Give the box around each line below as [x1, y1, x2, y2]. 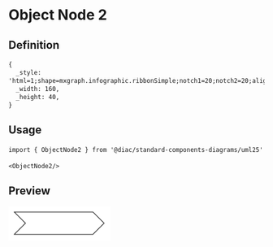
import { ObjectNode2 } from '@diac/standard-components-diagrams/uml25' [8, 145, 264, 154]
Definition [8, 38, 59, 52]
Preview [8, 184, 51, 198]
